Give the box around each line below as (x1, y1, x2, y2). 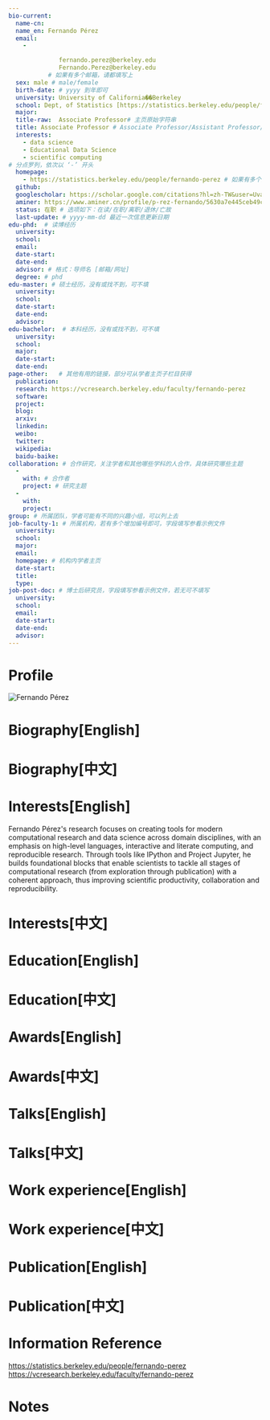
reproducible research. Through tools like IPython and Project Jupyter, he (8, 849, 252, 859)
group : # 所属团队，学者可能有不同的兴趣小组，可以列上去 (8, 512, 178, 520)
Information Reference (8, 1334, 162, 1352)
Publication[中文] (8, 1297, 125, 1315)
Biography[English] (8, 721, 141, 739)
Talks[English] (8, 1104, 107, 1123)
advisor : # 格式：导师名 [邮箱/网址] (15, 265, 130, 273)
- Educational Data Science (22, 145, 117, 153)
